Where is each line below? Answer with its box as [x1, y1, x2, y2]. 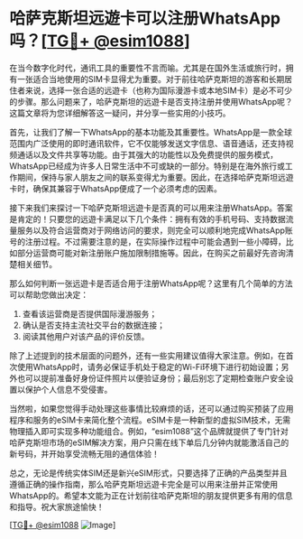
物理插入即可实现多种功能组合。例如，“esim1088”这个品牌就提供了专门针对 [9, 425, 289, 436]
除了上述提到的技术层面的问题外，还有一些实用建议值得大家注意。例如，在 [9, 349, 286, 361]
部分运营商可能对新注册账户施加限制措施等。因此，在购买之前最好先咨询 [16, 247, 286, 258]
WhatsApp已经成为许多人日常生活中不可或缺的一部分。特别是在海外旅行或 [9, 160, 286, 172]
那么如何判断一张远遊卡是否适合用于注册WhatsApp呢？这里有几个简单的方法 [9, 277, 293, 289]
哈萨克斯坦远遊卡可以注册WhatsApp [9, 8, 281, 29]
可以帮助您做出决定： [9, 289, 88, 300]
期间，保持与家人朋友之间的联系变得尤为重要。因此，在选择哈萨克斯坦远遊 [16, 172, 294, 182]
